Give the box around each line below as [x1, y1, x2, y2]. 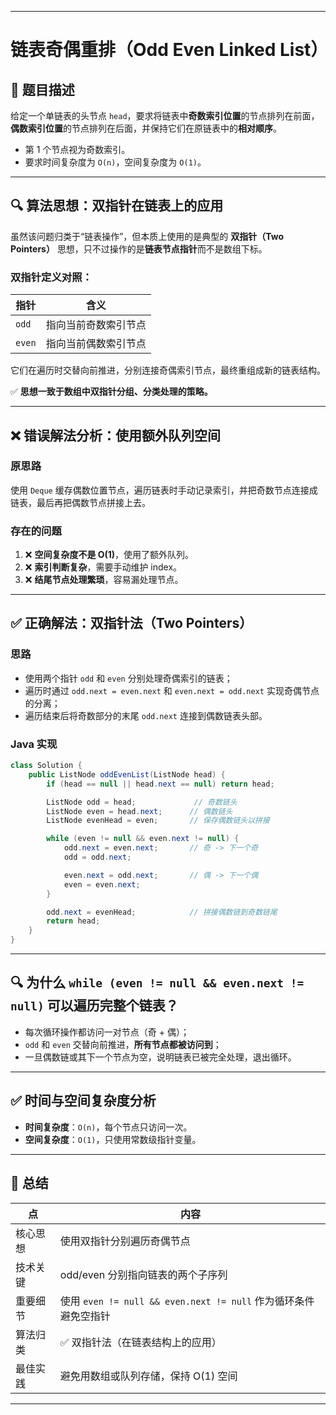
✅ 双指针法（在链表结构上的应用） [59, 1335, 222, 1349]
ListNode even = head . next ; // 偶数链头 [46, 806, 233, 816]
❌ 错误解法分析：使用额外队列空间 [10, 427, 221, 444]
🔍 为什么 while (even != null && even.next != [10, 974, 305, 991]
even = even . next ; [63, 879, 141, 890]
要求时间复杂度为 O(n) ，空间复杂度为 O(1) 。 [24, 156, 207, 168]
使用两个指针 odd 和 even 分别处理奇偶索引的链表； [24, 672, 233, 684]
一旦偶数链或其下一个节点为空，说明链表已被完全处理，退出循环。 [24, 1051, 297, 1063]
